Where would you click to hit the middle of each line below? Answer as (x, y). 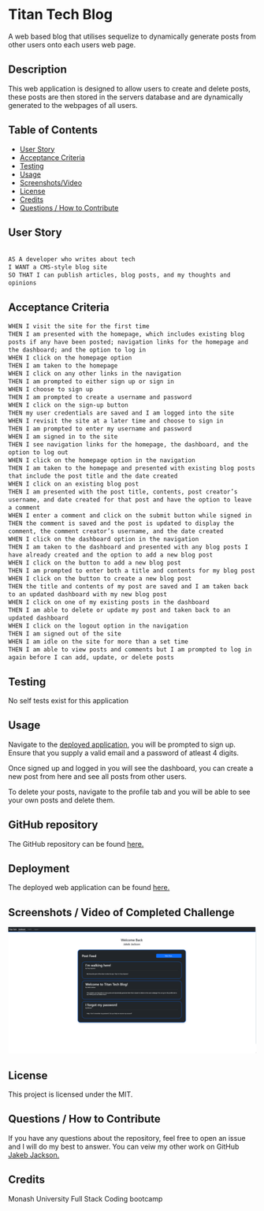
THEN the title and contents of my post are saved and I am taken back (128, 587)
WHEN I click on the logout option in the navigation (99, 626)
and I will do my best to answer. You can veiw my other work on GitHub (124, 1146)
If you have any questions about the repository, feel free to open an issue (127, 1138)
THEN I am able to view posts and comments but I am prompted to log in (130, 650)
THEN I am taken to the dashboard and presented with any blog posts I (128, 547)
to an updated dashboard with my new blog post (88, 594)
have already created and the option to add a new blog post (111, 555)
